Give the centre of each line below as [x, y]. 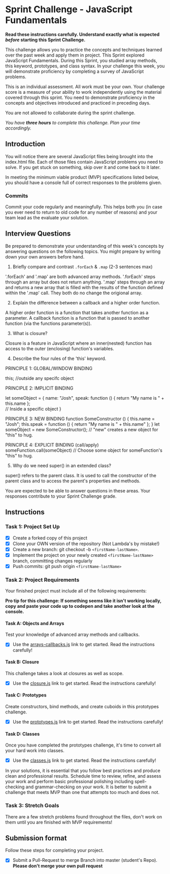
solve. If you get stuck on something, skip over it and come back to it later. [83, 167]
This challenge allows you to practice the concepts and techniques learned [84, 49]
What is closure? [30, 333]
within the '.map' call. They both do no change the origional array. [74, 293]
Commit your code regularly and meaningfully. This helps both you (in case [84, 207]
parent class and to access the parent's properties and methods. [73, 481]
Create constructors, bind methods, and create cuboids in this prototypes [82, 706]
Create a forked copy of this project [50, 538]
